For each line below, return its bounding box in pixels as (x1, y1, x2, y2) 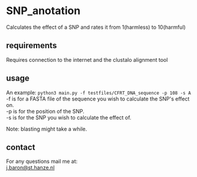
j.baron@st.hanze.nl (6, 164, 55, 171)
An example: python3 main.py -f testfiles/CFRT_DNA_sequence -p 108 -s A (6, 89, 191, 96)
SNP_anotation (6, 4, 81, 18)
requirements (6, 41, 57, 51)
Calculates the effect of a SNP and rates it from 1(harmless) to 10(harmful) (6, 24, 186, 31)
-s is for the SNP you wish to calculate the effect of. (6, 113, 132, 121)
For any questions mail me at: (6, 158, 78, 165)
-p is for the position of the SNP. (6, 108, 84, 115)
